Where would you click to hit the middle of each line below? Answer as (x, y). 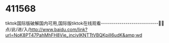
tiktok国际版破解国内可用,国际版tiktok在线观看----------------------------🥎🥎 (85, 23)
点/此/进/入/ (18, 29)
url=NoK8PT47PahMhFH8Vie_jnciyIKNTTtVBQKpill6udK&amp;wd (74, 35)
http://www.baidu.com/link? (59, 29)
